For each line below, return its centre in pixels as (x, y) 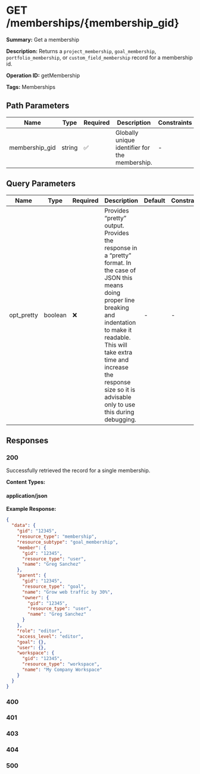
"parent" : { (32, 576)
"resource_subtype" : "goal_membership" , (68, 542)
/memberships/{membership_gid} (93, 23)
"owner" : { (35, 597)
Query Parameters (41, 184)
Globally (127, 132)
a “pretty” (118, 255)
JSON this (118, 277)
